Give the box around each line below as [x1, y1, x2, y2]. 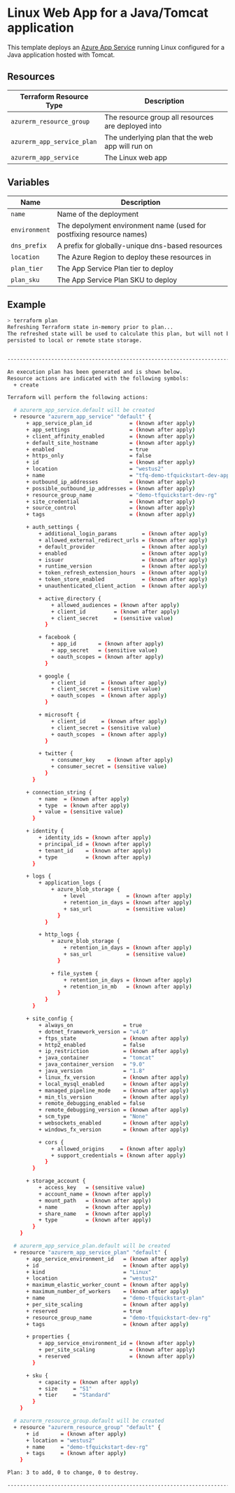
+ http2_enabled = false [38, 1041, 145, 1048]
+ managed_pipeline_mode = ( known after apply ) [38, 1087, 190, 1094]
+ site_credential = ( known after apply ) [25, 498, 196, 505]
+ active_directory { [38, 595, 101, 602]
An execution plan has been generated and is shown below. [7, 368, 183, 375]
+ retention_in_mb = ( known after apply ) [63, 983, 192, 990]
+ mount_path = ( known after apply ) [38, 1197, 152, 1204]
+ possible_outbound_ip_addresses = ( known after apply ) [25, 485, 196, 492]
